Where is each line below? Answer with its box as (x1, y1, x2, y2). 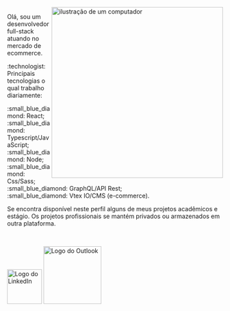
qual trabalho (7, 84, 44, 92)
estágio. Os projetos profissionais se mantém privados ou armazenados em (7, 212, 220, 220)
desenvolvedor (7, 20, 49, 28)
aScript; (7, 141, 29, 149)
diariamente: (7, 92, 42, 99)
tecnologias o (7, 77, 46, 85)
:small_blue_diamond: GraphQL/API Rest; (7, 185, 123, 192)
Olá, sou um (7, 13, 41, 21)
